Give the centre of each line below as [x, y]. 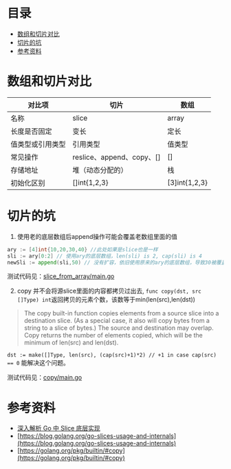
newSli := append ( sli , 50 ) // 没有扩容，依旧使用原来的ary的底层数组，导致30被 [112, 262]
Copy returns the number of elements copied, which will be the [113, 335]
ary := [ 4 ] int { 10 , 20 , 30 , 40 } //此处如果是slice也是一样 [82, 249]
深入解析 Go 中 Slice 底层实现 [59, 428]
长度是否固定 [32, 131]
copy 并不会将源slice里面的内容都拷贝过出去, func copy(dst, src [109, 291]
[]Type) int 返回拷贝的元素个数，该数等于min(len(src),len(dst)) [106, 300]
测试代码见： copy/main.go [45, 377]
